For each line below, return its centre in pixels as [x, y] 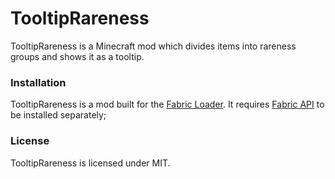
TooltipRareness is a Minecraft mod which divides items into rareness [153, 46]
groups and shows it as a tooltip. [77, 56]
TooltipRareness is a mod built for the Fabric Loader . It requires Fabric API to [167, 104]
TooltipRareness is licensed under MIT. [90, 163]
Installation [38, 82]
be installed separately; [58, 115]
